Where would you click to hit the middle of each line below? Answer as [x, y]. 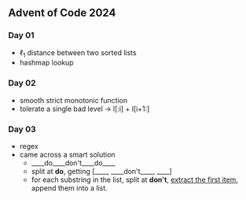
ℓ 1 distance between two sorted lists [78, 53]
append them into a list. [69, 188]
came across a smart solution [67, 155]
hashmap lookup [46, 63]
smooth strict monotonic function [73, 100]
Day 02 [22, 83]
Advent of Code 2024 [62, 13]
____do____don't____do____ [73, 163]
